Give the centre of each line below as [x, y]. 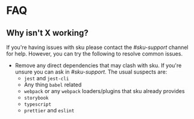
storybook [36, 98]
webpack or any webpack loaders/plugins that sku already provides [104, 91]
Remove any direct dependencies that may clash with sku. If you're [98, 65]
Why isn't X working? [47, 33]
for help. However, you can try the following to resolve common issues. [94, 54]
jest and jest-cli [46, 78]
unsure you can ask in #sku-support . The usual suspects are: [91, 72]
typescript [38, 105]
